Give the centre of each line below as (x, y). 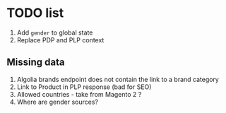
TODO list (35, 13)
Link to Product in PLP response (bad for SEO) (84, 87)
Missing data (36, 63)
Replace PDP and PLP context (60, 40)
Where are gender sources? (57, 102)
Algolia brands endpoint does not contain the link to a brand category (118, 79)
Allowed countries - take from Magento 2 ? (79, 94)
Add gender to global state (55, 32)
